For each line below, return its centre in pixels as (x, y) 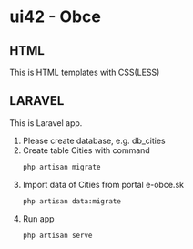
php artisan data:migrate (71, 201)
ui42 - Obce (56, 17)
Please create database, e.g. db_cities (94, 140)
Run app (38, 218)
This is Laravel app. (46, 123)
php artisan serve (57, 235)
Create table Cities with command (86, 150)
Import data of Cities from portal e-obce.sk (103, 184)
